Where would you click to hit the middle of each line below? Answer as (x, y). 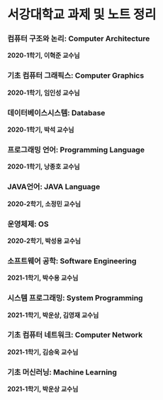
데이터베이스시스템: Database (56, 112)
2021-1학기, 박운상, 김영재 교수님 (53, 315)
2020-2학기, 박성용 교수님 (44, 241)
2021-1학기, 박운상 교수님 (43, 389)
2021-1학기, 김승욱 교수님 (43, 352)
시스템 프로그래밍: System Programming (75, 298)
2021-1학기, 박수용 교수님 (43, 278)
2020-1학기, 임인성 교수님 (44, 93)
